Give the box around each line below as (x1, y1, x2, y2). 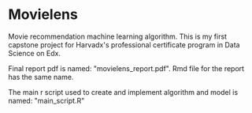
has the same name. (8, 72, 74, 81)
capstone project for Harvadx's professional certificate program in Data (8, 40, 240, 49)
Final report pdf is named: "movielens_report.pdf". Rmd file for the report (8, 63, 245, 73)
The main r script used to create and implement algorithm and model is (8, 87, 239, 96)
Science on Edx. (8, 48, 61, 58)
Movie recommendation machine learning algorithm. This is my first (8, 32, 227, 41)
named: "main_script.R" (8, 96, 85, 105)
